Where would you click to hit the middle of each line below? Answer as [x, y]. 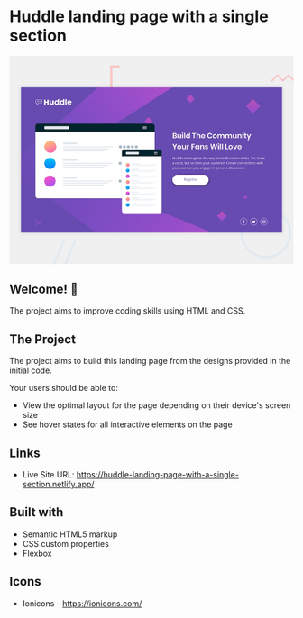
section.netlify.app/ [58, 484]
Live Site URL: [48, 474]
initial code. [31, 370]
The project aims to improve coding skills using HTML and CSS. [128, 311]
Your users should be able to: [64, 388]
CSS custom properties [66, 543]
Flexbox [37, 553]
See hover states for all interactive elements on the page [127, 424]
